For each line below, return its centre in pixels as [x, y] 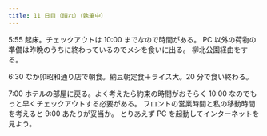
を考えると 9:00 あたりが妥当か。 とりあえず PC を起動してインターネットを [134, 114]
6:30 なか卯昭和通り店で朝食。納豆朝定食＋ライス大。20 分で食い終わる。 [131, 76]
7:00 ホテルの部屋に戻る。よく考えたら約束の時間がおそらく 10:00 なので [129, 94]
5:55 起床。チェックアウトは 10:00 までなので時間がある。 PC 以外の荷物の [133, 39]
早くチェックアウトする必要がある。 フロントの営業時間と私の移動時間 [139, 103]
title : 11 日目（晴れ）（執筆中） [58, 16]
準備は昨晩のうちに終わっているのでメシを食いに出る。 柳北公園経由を [125, 50]
